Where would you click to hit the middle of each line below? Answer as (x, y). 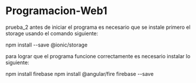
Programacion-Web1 (57, 11)
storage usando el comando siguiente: (52, 33)
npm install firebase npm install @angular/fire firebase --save (80, 74)
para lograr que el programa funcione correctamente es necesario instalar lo (98, 56)
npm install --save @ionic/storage (47, 45)
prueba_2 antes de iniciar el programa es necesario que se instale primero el (98, 27)
